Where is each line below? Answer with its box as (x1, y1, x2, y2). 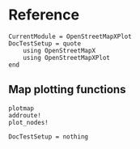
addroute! (8, 111, 42, 119)
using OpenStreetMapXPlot (23, 53, 111, 62)
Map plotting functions (8, 83, 126, 96)
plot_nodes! (8, 118, 49, 126)
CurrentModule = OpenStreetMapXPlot (8, 32, 132, 40)
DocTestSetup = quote (8, 39, 82, 48)
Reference (8, 6, 79, 24)
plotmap (8, 104, 35, 113)
